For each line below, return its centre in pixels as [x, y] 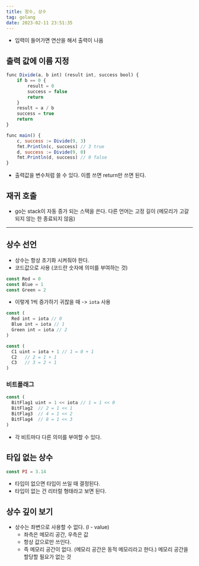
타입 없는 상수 [30, 457]
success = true [36, 114]
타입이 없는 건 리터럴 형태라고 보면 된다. [60, 491]
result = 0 [41, 86]
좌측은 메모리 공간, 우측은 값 [56, 534]
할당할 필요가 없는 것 [47, 557]
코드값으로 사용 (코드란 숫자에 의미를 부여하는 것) [71, 268]
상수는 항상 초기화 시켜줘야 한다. [52, 260]
